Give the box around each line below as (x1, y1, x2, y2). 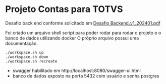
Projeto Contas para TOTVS (5, 3, 123, 15)
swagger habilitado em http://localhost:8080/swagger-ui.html (12, 67, 141, 73)
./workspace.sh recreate (5, 58, 58, 63)
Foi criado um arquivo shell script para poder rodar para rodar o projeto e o (5, 29, 161, 35)
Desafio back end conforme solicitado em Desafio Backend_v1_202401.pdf (5, 20, 160, 26)
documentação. (5, 40, 38, 46)
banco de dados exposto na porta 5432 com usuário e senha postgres (12, 72, 159, 78)
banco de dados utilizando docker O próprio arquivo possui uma (5, 35, 139, 41)
